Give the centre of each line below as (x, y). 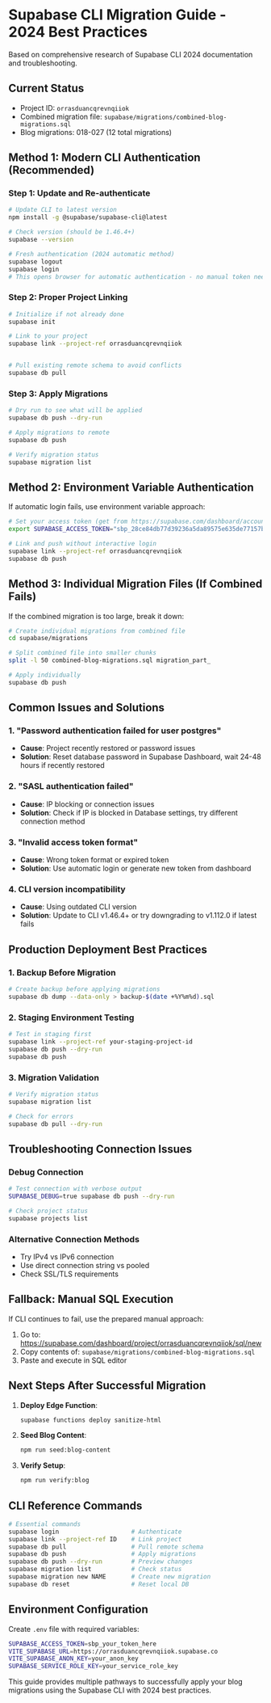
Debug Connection (46, 1172)
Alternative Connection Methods (74, 1239)
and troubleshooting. (43, 63)
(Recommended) (52, 170)
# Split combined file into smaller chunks (83, 653)
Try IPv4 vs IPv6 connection (67, 1256)
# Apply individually (45, 675)
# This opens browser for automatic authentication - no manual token (129, 276)
